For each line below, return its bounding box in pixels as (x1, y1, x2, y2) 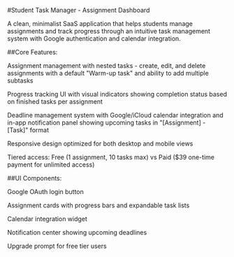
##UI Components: (7, 174, 62, 182)
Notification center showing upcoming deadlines (7, 228, 147, 237)
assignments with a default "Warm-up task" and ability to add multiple (7, 69, 210, 77)
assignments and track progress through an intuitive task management (7, 27, 211, 35)
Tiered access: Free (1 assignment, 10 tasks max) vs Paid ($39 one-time (7, 153, 215, 161)
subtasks (7, 76, 34, 85)
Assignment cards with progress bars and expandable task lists (7, 201, 190, 209)
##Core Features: (7, 48, 58, 56)
